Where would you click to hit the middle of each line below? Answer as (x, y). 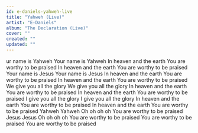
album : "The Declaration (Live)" (47, 28)
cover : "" (18, 34)
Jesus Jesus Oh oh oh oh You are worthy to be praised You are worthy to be (99, 117)
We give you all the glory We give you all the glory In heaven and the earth (97, 86)
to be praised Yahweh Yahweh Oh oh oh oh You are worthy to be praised (95, 111)
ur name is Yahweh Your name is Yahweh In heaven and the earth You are (96, 61)
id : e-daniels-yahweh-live (39, 11)
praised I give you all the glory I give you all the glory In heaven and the (93, 98)
